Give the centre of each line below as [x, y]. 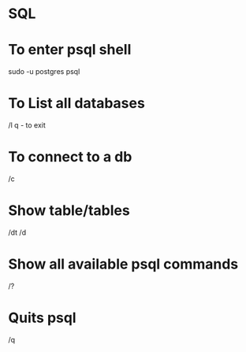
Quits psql [42, 318]
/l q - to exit [27, 125]
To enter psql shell [70, 50]
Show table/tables [69, 211]
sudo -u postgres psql [44, 72]
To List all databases [77, 104]
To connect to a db [70, 157]
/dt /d [17, 232]
